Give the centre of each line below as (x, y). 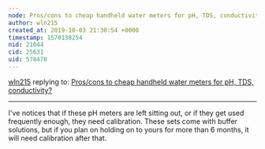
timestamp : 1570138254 (45, 37)
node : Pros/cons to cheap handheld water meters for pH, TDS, (112, 15)
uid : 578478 (28, 60)
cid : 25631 (26, 52)
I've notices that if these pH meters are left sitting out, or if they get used (126, 113)
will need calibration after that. (58, 138)
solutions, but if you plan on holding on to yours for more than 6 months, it (129, 129)
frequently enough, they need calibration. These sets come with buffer (123, 121)
